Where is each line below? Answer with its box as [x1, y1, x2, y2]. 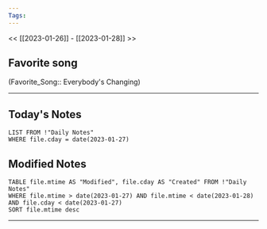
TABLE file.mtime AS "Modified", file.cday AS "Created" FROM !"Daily [8, 178, 247, 186]
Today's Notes [8, 108, 82, 121]
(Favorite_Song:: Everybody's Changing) [8, 77, 141, 87]
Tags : [8, 11, 26, 20]
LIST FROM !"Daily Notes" [8, 128, 94, 137]
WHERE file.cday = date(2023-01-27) [8, 135, 130, 143]
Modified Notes [8, 157, 87, 170]
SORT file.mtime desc [8, 206, 80, 214]
